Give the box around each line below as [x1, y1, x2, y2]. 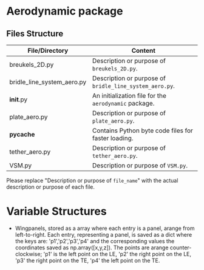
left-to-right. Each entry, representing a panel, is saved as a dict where [15, 231, 192, 238]
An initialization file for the [92, 92, 167, 100]
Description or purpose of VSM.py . [92, 161, 188, 169]
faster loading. [92, 134, 134, 142]
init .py [9, 95, 28, 104]
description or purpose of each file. [6, 183, 95, 191]
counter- [169, 244, 192, 251]
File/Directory [27, 47, 69, 55]
